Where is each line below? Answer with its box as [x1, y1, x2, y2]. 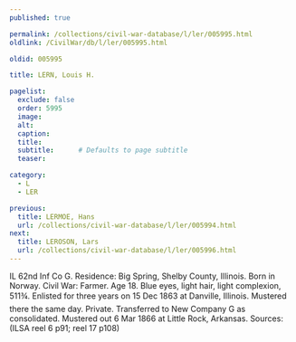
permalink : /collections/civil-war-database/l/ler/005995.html [9, 29, 253, 39]
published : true [9, 13, 71, 23]
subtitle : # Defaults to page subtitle [17, 146, 188, 155]
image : [17, 112, 43, 121]
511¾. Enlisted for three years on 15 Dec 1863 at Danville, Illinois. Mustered [9, 290, 287, 301]
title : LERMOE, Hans [17, 212, 95, 222]
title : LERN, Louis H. [9, 71, 95, 80]
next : [9, 229, 30, 238]
